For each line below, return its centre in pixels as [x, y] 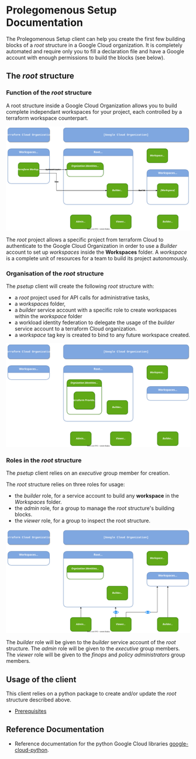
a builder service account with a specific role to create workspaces [96, 310]
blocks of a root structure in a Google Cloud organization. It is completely [94, 45]
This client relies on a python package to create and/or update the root [91, 693]
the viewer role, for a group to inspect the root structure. [82, 521]
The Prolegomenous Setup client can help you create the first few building [96, 39]
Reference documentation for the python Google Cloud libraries [91, 743]
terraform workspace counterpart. [47, 118]
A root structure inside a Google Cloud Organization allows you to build [92, 105]
